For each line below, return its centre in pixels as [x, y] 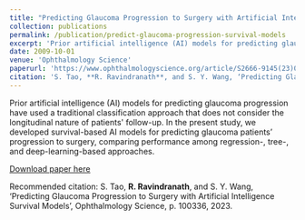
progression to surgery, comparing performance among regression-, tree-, [149, 141]
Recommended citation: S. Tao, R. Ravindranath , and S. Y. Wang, [132, 186]
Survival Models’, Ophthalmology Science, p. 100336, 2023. [121, 205]
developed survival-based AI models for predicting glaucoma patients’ [141, 132]
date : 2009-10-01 [42, 52]
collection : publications [58, 26]
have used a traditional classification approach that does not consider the [147, 112]
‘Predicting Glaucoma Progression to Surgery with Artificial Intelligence [142, 195]
